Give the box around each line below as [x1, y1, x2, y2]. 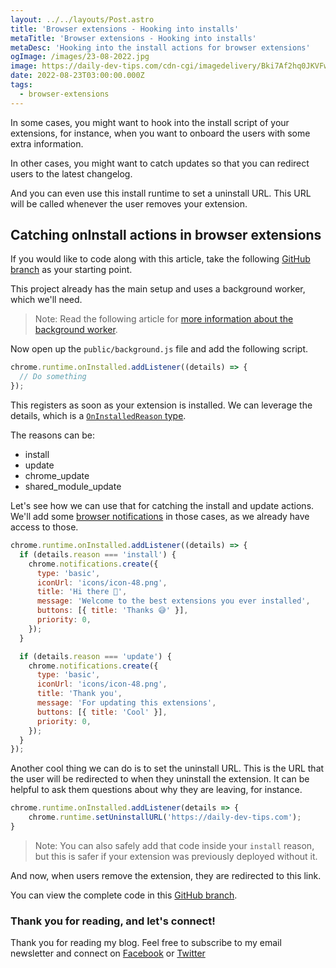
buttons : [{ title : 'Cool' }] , [36, 707, 168, 717]
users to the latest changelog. [10, 167, 133, 180]
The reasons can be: [10, 429, 95, 441]
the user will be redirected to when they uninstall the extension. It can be [10, 773, 310, 785]
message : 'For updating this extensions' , [36, 698, 217, 708]
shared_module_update [24, 481, 122, 493]
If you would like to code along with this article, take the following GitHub [10, 253, 311, 265]
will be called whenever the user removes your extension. [10, 197, 248, 210]
